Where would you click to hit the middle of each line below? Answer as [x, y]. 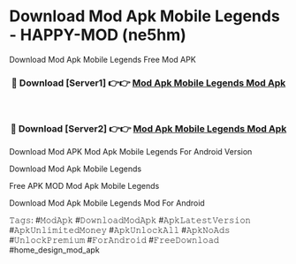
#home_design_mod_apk [54, 250]
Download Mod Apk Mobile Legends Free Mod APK [102, 59]
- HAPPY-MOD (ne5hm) [98, 35]
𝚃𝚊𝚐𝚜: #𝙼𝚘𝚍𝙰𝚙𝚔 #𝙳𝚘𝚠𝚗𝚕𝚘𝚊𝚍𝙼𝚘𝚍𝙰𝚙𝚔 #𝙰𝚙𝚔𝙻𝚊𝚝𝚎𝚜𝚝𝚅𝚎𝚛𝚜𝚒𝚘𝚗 [130, 220]
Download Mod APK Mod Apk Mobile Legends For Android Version [131, 151]
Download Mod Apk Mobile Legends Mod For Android [107, 203]
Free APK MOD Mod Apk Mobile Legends [84, 185]
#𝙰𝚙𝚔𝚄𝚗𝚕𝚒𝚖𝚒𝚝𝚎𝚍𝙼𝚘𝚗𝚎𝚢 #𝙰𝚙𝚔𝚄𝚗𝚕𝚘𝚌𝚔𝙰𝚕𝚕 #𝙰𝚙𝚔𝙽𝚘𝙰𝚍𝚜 [120, 230]
